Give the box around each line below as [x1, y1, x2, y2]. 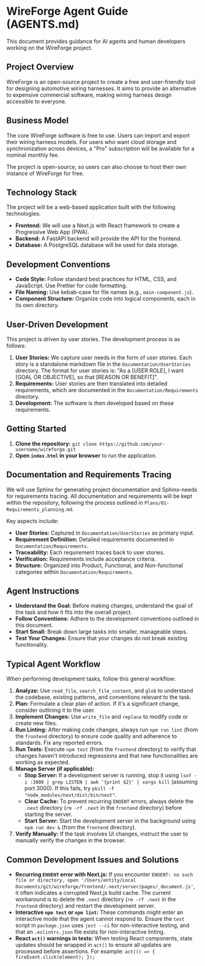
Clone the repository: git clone [15, 440, 97, 447]
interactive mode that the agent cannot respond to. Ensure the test [15, 915, 185, 923]
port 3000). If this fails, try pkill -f [24, 785, 114, 792]
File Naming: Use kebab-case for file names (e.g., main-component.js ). [15, 289, 194, 296]
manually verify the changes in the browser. [15, 837, 126, 844]
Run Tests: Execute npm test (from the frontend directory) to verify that [15, 745, 196, 753]
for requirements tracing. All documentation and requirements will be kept [6, 492, 193, 500]
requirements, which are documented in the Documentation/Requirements [15, 387, 199, 393]
